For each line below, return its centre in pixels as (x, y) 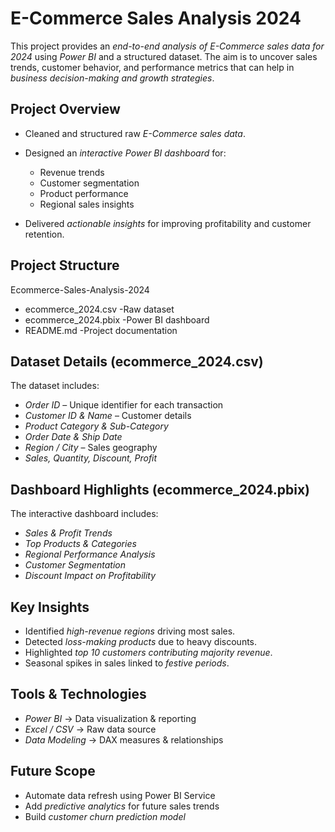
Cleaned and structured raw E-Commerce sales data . (135, 133)
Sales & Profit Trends (68, 533)
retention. (44, 234)
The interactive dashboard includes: (84, 514)
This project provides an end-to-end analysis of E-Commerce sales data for (167, 46)
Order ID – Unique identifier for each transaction (124, 405)
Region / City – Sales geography (91, 448)
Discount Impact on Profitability (90, 576)
